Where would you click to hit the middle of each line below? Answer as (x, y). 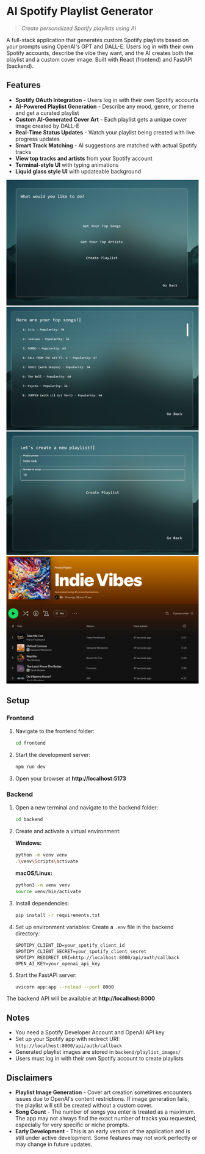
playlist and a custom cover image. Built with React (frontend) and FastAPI (100, 59)
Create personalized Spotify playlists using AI (79, 28)
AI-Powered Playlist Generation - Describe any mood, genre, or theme (105, 106)
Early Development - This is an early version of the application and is (103, 1131)
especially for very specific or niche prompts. (72, 1125)
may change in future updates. (54, 1144)
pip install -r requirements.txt (58, 915)
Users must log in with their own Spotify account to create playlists (99, 1059)
